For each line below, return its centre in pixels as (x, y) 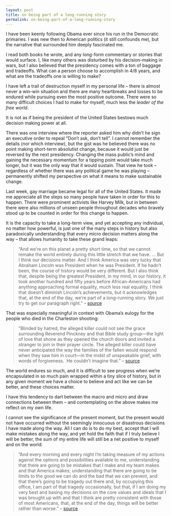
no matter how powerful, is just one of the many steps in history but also (81, 228)
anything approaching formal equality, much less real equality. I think (90, 287)
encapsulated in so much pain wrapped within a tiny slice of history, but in (84, 376)
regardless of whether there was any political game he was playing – (78, 171)
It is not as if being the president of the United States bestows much (77, 118)
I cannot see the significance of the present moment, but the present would (85, 418)
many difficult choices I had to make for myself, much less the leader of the (85, 102)
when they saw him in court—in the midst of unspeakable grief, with (90, 356)
